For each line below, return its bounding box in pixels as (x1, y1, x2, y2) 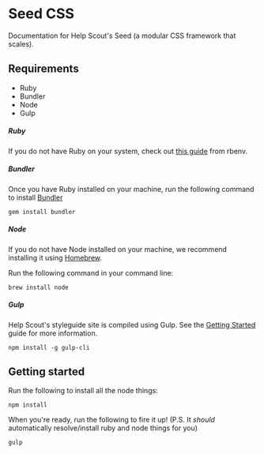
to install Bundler (8, 193, 63, 202)
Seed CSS (8, 5, 75, 23)
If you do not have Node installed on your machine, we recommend (8, 244, 228, 253)
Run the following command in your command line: (8, 268, 174, 277)
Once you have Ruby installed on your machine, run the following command (8, 184, 255, 193)
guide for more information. (8, 328, 98, 338)
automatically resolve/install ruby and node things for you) (8, 423, 198, 433)
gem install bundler (8, 208, 77, 216)
